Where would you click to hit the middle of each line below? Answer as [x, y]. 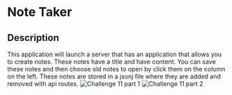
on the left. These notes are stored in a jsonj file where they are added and [114, 76]
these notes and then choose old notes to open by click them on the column [116, 69]
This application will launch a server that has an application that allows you [114, 54]
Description [33, 38]
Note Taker [40, 12]
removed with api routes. [43, 84]
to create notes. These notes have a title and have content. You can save [111, 62]
